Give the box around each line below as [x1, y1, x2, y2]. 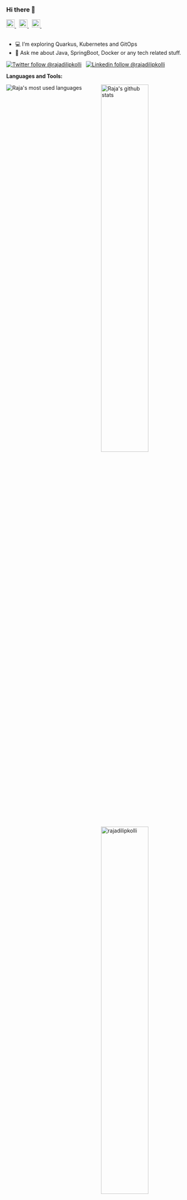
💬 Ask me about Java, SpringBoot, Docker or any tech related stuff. [14, 49, 182, 57]
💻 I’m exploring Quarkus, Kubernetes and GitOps [14, 40, 138, 48]
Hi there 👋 [6, 5, 36, 14]
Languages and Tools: [6, 72, 63, 80]
